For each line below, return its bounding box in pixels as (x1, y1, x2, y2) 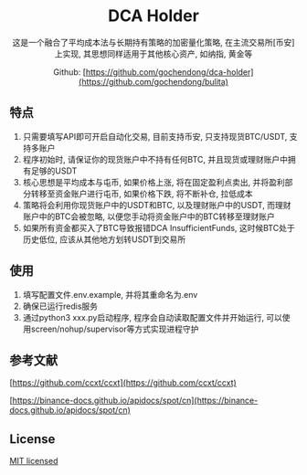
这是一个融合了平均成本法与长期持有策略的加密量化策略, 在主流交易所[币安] (12, 37, 295, 47)
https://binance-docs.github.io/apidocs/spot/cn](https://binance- (12, 395, 259, 406)
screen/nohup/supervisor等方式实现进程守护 (30, 323, 199, 334)
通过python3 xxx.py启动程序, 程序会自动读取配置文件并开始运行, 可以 (22, 311, 283, 322)
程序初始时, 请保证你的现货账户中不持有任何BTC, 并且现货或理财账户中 (22, 153, 288, 164)
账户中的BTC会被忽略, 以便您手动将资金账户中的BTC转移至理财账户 (22, 211, 276, 222)
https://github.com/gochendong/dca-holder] (85, 66, 254, 78)
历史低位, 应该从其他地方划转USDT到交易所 (22, 234, 185, 245)
